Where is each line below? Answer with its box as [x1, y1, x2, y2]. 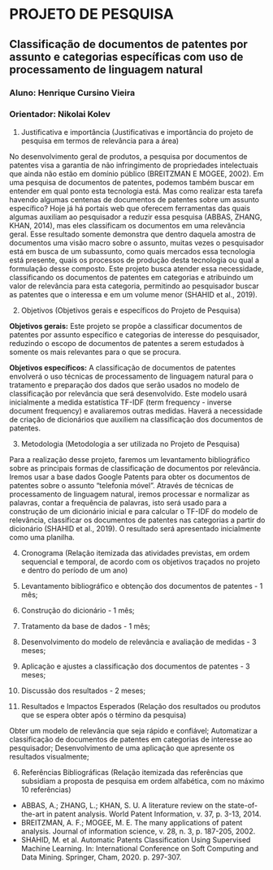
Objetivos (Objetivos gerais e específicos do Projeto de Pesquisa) [20, 305, 241, 315]
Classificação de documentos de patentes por [9, 37, 249, 51]
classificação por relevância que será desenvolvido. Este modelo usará [9, 388, 247, 398]
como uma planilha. [9, 532, 76, 542]
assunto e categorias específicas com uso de [9, 50, 244, 63]
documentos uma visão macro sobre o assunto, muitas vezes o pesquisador [9, 237, 265, 248]
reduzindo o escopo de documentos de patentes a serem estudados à [9, 338, 245, 348]
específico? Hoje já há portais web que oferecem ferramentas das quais [9, 203, 251, 213]
